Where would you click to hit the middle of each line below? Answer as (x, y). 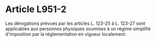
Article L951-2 (36, 9)
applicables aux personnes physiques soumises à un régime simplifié (78, 28)
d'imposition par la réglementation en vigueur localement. (66, 34)
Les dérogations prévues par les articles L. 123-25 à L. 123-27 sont (75, 23)
